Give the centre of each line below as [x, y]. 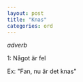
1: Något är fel [27, 58]
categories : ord [30, 26]
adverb [17, 45]
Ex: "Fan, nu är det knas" [42, 71]
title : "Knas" [27, 20]
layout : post [26, 13]
